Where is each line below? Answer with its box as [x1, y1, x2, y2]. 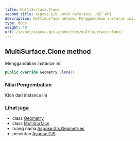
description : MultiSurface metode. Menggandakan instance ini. [5, 16, 136, 21]
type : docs [5, 20, 27, 26]
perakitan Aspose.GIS [12, 131, 56, 137]
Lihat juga [5, 104, 29, 111]
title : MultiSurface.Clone [5, 7, 60, 12]
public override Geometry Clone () [5, 70, 75, 75]
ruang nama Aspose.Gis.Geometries [12, 125, 85, 131]
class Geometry [12, 115, 44, 121]
